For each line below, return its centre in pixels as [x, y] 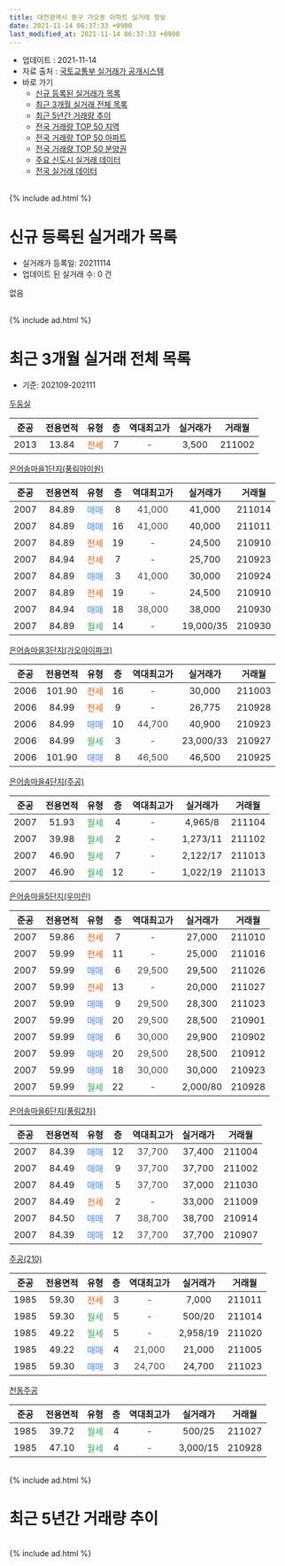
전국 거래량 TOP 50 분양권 [81, 149]
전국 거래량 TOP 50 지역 [77, 127]
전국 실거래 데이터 [66, 171]
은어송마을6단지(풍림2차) [53, 1111]
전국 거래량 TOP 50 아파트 [81, 138]
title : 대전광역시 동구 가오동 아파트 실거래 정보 [88, 17]
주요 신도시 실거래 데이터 [78, 160]
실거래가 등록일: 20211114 [66, 264]
